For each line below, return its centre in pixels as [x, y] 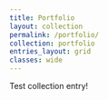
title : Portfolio [42, 18]
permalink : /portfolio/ [54, 35]
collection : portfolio [52, 43]
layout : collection [46, 26]
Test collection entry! [49, 86]
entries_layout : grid [50, 52]
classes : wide [36, 60]
